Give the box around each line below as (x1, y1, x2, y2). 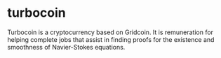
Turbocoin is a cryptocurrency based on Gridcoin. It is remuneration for (7, 28, 214, 36)
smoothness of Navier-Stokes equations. (7, 43, 126, 51)
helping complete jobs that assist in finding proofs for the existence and (7, 35, 215, 43)
